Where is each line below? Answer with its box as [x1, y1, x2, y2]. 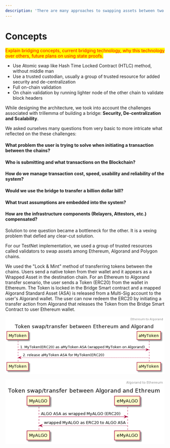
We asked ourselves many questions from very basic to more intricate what [5, 125, 163, 131]
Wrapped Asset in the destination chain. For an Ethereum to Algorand [5, 274, 150, 280]
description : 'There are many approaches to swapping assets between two [5, 8, 164, 13]
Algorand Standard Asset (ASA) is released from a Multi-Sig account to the [5, 290, 161, 296]
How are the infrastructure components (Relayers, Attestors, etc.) [5, 211, 147, 217]
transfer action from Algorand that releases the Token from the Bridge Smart [5, 301, 164, 307]
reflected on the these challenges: [5, 131, 77, 137]
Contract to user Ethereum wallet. [5, 306, 75, 312]
